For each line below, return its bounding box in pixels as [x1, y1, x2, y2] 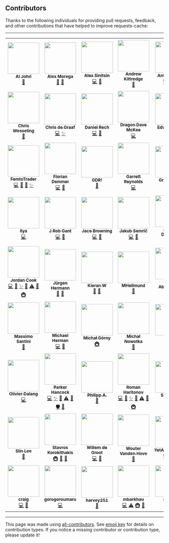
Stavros [52, 445, 68, 450]
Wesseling [13, 128, 34, 134]
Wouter [125, 446, 141, 452]
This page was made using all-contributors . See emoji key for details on [5, 521, 154, 527]
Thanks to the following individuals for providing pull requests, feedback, [5, 17, 156, 23]
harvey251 [86, 497, 109, 503]
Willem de [87, 445, 108, 450]
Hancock [51, 389, 69, 395]
